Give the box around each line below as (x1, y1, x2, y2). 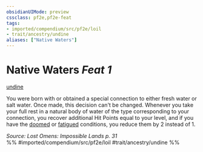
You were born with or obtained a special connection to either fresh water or (6, 94, 197, 102)
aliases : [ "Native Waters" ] (6, 37, 78, 43)
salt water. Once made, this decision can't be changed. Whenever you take (6, 101, 194, 108)
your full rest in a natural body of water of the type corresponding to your (6, 107, 190, 115)
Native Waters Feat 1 (6, 63, 112, 77)
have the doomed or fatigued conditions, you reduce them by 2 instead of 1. (6, 121, 196, 128)
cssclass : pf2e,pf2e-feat (6, 15, 72, 21)
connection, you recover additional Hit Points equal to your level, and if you (6, 114, 194, 121)
